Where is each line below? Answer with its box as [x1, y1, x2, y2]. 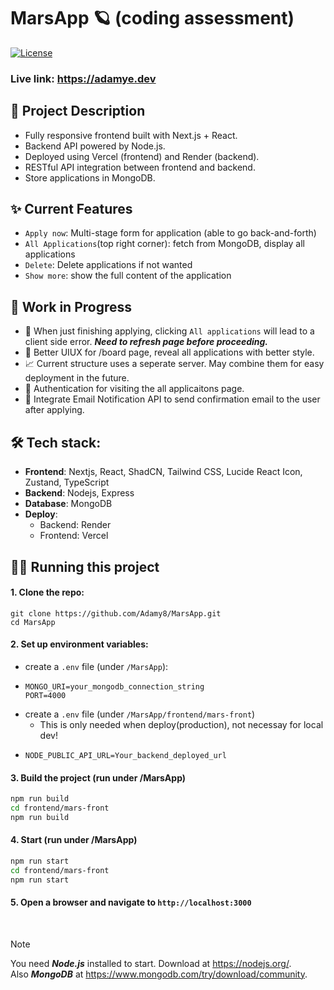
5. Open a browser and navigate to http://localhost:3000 [10, 896, 252, 909]
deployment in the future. [24, 372, 130, 384]
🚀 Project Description [10, 103, 146, 120]
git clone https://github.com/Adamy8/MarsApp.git [10, 608, 222, 619]
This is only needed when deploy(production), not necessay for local [39, 718, 324, 730]
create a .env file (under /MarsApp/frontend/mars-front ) [24, 708, 256, 720]
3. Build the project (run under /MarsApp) [10, 771, 187, 784]
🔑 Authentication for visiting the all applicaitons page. [24, 383, 245, 395]
